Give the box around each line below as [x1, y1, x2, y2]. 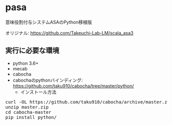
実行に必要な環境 [5, 46, 59, 55]
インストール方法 [20, 89, 57, 95]
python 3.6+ [12, 60, 39, 66]
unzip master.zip [5, 104, 49, 110]
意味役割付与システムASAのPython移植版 [5, 19, 92, 25]
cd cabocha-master [5, 109, 52, 115]
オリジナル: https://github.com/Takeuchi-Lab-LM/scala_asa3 [5, 30, 134, 36]
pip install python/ [5, 114, 57, 120]
